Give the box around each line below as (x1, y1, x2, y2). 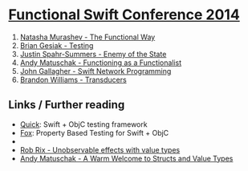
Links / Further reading (8, 98, 125, 112)
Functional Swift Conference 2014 (8, 6, 241, 24)
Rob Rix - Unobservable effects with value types (19, 145, 181, 154)
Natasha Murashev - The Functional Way (19, 32, 156, 42)
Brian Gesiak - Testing (19, 40, 94, 50)
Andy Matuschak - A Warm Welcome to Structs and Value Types (19, 153, 234, 163)
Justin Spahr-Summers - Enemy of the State (19, 49, 167, 59)
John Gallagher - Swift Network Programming (19, 66, 172, 75)
